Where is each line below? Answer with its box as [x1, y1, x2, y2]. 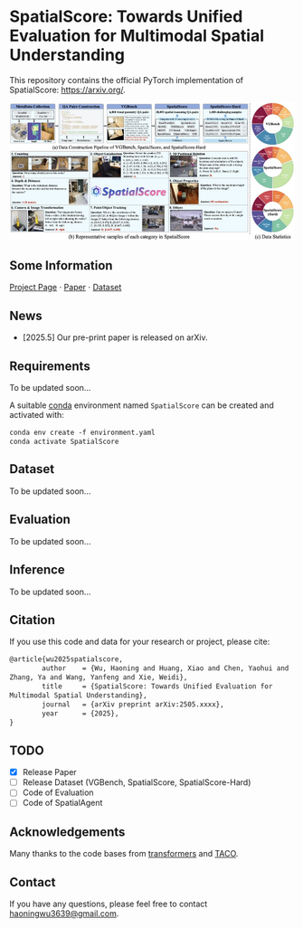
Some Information [9, 258, 113, 273]
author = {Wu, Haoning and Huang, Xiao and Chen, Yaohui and [42, 664, 289, 673]
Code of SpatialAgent [22, 798, 103, 809]
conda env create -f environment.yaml [9, 428, 156, 438]
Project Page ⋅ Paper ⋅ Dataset [9, 282, 122, 293]
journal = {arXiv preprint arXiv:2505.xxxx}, [42, 700, 224, 709]
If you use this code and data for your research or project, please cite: [9, 636, 270, 648]
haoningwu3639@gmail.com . [9, 908, 119, 919]
